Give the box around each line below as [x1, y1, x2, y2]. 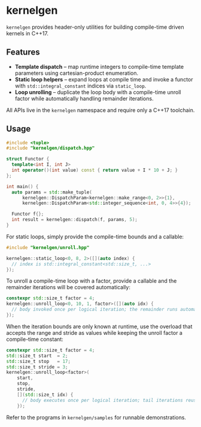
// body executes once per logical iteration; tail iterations [22, 397, 184, 403]
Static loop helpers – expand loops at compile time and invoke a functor [14, 75, 193, 83]
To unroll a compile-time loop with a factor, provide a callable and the [6, 277, 177, 284]
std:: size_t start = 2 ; [6, 353, 68, 359]
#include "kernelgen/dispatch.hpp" [6, 145, 95, 152]
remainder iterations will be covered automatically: [6, 284, 130, 291]
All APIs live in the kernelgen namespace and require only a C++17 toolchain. [6, 106, 195, 114]
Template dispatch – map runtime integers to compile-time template [14, 63, 184, 70]
